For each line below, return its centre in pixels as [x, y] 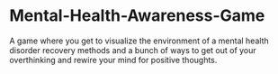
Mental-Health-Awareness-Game [137, 16]
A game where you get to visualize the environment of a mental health [139, 41]
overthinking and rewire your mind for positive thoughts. [113, 60]
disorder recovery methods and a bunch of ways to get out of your [133, 50]
